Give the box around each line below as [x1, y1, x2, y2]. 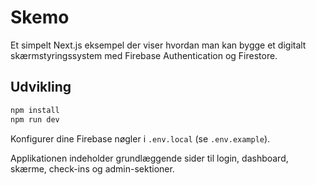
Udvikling [10, 79, 72, 96]
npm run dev [10, 114, 60, 125]
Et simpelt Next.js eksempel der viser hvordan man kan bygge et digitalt [10, 39, 307, 51]
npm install [10, 105, 60, 115]
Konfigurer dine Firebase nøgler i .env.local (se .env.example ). [10, 132, 271, 145]
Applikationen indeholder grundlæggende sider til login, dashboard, [10, 152, 289, 164]
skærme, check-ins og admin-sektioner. [10, 162, 175, 175]
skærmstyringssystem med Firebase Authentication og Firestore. [10, 49, 278, 61]
